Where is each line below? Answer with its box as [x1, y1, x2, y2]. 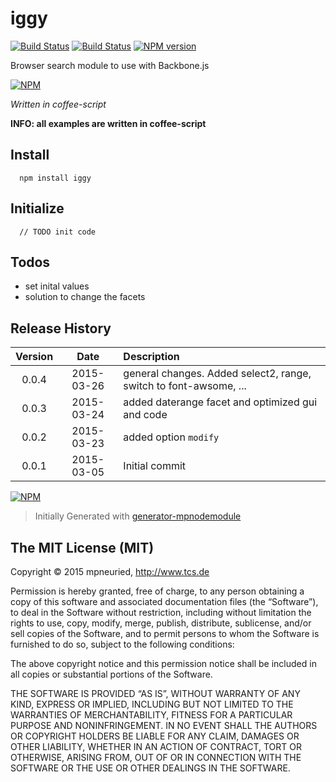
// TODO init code [19, 227, 97, 237]
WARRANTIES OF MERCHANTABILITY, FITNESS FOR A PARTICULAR [10, 709, 293, 721]
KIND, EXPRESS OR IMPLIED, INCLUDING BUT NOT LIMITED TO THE [10, 698, 294, 710]
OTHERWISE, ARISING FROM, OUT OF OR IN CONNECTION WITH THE [10, 752, 302, 763]
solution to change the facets [24, 291, 146, 303]
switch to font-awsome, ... [123, 379, 247, 393]
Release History [10, 320, 112, 337]
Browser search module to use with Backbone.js [10, 59, 210, 71]
